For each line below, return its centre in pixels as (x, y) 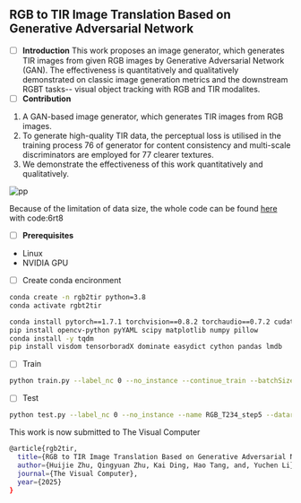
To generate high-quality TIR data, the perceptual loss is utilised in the (152, 135)
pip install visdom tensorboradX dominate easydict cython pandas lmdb (146, 347)
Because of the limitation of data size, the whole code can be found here (143, 208)
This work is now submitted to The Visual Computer (105, 432)
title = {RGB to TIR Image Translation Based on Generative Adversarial (152, 457)
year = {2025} (40, 482)
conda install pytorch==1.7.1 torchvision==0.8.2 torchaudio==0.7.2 (140, 322)
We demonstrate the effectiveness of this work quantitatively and (142, 164)
